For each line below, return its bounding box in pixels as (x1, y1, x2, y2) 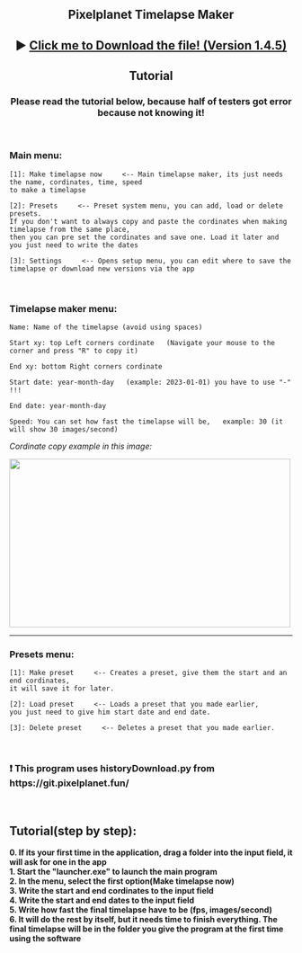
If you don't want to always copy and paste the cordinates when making (9, 217, 288, 226)
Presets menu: (9, 647, 75, 660)
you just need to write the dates (9, 240, 139, 250)
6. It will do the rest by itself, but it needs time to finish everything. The (9, 914, 279, 925)
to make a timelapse (9, 185, 87, 194)
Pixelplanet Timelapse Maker (67, 7, 235, 22)
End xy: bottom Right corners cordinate (9, 362, 164, 371)
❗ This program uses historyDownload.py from (9, 762, 216, 775)
